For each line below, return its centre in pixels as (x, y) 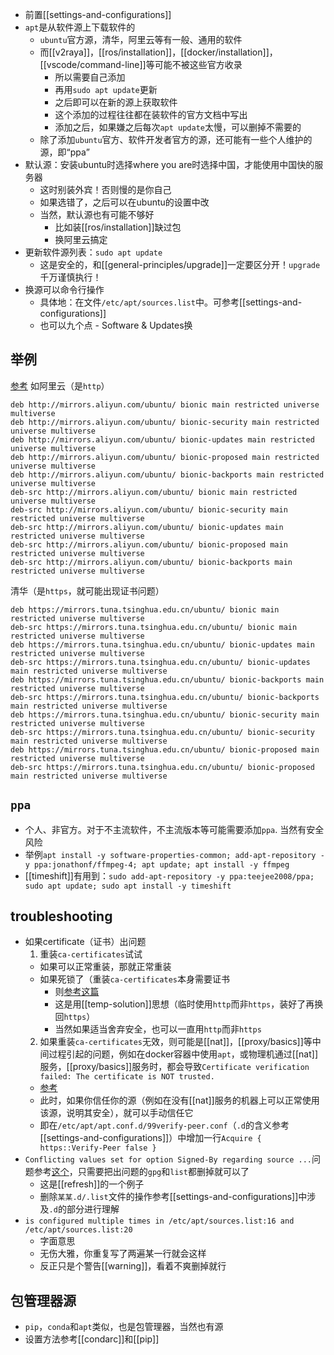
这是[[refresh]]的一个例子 (92, 1184)
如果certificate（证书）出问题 (85, 942)
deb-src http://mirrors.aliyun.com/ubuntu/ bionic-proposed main (149, 544)
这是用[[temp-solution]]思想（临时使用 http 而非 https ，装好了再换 (189, 1004)
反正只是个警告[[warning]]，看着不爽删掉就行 (133, 1266)
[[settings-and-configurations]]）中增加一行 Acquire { (150, 1138)
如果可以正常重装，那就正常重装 (105, 967)
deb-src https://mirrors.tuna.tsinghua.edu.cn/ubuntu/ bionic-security (162, 732)
